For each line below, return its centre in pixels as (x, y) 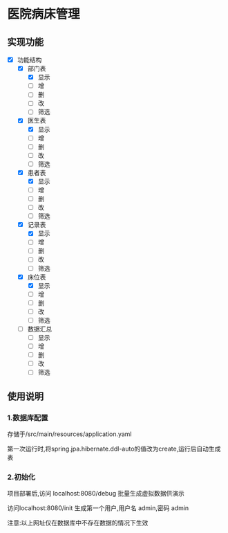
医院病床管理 (44, 14)
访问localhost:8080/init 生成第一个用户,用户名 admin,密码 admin (98, 508)
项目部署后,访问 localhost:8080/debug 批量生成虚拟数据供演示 (96, 494)
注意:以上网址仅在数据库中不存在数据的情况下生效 (78, 523)
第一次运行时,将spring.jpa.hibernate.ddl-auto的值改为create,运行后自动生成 (114, 449)
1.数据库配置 (28, 417)
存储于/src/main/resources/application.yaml (70, 434)
